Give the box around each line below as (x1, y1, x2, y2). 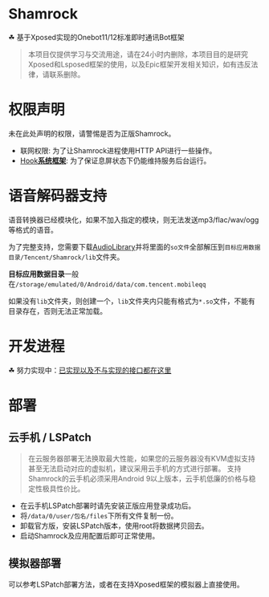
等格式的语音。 (8, 225, 58, 234)
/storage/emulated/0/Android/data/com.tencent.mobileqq (15, 280, 206, 289)
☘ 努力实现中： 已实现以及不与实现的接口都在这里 (8, 365, 172, 375)
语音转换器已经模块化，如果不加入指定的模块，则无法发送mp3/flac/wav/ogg (8, 214, 259, 225)
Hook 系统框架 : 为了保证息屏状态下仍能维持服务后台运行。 (19, 156, 211, 165)
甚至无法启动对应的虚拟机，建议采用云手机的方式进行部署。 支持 (27, 463, 242, 473)
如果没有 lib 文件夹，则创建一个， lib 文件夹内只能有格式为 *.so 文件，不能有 (8, 296, 255, 306)
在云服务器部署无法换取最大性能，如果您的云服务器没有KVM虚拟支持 (27, 453, 255, 463)
